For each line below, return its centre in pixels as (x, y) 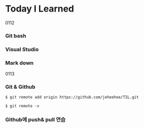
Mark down (19, 62)
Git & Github (20, 87)
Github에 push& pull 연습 (35, 120)
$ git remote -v (22, 106)
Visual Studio (22, 49)
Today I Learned (40, 9)
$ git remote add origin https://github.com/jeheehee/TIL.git (72, 97)
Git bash (16, 36)
